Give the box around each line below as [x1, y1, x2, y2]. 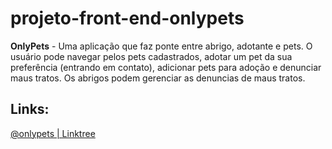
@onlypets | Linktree [10, 127, 96, 139]
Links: [10, 101, 50, 118]
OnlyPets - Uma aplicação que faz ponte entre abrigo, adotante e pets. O [10, 40, 313, 52]
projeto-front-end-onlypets [10, 7, 245, 30]
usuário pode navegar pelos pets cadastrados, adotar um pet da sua [10, 50, 293, 62]
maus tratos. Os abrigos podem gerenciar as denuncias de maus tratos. [10, 72, 306, 84]
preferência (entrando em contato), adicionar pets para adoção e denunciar [10, 61, 322, 73]
